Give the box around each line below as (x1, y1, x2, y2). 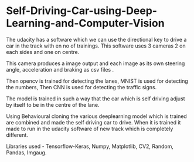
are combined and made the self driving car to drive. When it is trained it (6, 119, 181, 126)
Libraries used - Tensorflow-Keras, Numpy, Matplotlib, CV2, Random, (6, 143, 174, 150)
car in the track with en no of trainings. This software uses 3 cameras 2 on (6, 42, 186, 49)
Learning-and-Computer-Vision (6, 16, 165, 30)
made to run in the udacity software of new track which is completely (6, 125, 173, 132)
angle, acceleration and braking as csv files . (6, 66, 114, 73)
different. (6, 131, 28, 139)
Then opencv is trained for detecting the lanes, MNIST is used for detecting (6, 77, 189, 85)
